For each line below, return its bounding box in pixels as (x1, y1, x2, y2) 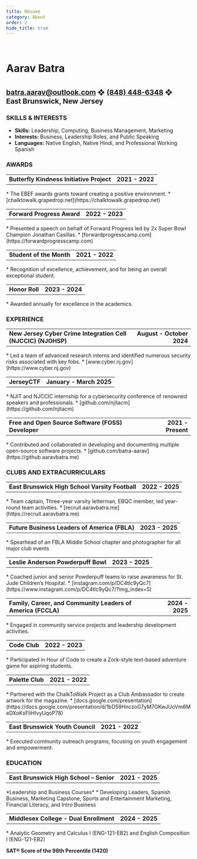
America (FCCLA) (9, 606, 60, 614)
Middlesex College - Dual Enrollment (9, 814, 115, 822)
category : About (6, 14, 46, 20)
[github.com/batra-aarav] (87, 447, 150, 454)
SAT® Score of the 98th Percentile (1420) (6, 847, 108, 854)
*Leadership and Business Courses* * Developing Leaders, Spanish (6, 788, 171, 795)
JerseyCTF (9, 378, 41, 386)
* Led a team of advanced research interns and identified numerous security (6, 352, 191, 359)
